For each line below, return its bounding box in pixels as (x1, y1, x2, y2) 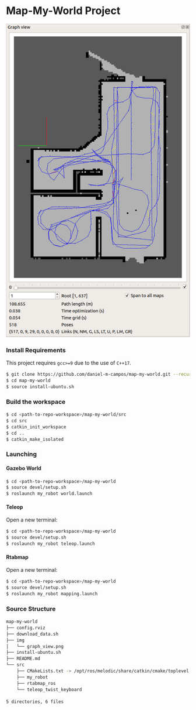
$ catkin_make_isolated (6, 436, 64, 443)
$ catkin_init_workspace (6, 424, 66, 430)
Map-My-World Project (6, 4, 121, 18)
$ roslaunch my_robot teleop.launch (6, 541, 95, 547)
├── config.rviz (6, 625, 45, 630)
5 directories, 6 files (6, 699, 64, 705)
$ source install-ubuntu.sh (6, 383, 75, 390)
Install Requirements (6, 346, 66, 354)
